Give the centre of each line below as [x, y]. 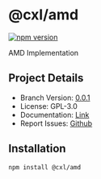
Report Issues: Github [56, 123]
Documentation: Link [55, 114]
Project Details [46, 78]
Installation [37, 149]
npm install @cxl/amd [45, 167]
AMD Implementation [44, 52]
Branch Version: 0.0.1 [55, 98]
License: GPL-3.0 [49, 106]
